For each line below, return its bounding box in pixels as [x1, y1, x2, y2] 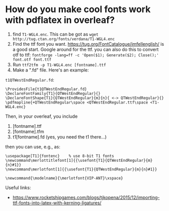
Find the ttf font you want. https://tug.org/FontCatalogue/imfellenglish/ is [12, 41, 164, 47]
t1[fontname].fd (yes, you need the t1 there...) [12, 133, 107, 140]
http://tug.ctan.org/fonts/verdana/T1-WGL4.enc [12, 37, 115, 42]
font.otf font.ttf [12, 57, 52, 62]
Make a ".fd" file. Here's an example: [12, 67, 89, 73]
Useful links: [5, 184, 31, 191]
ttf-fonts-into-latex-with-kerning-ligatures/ [12, 199, 102, 206]
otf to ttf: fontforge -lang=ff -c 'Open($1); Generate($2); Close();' [12, 52, 159, 58]
